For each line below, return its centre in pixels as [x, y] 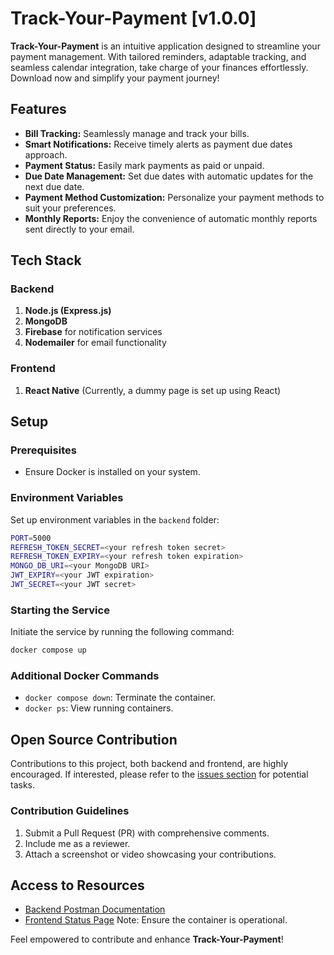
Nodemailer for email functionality [95, 343]
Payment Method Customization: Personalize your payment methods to [174, 197]
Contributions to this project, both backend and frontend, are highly [149, 764]
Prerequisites [43, 450]
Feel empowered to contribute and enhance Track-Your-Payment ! [147, 939]
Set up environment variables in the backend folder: [115, 519]
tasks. [23, 785]
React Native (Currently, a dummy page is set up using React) [153, 390]
